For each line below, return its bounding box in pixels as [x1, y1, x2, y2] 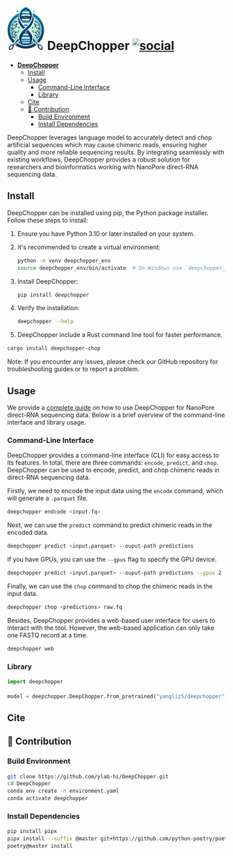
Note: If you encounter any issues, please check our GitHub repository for [7, 357, 218, 366]
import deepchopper [7, 678, 64, 685]
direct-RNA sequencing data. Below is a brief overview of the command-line [7, 411, 225, 419]
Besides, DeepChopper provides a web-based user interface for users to [7, 616, 216, 624]
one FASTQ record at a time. [7, 631, 88, 639]
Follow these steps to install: [7, 216, 88, 224]
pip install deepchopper [17, 291, 89, 298]
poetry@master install [7, 843, 73, 850]
